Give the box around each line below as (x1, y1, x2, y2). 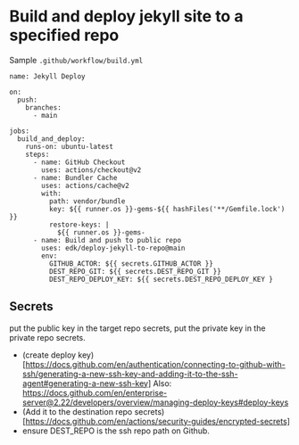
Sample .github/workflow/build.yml (9, 54, 144, 65)
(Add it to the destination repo (21, 406, 133, 416)
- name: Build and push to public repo (32, 235, 181, 244)
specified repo (9, 25, 120, 45)
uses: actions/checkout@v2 (41, 165, 142, 175)
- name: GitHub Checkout (32, 158, 126, 167)
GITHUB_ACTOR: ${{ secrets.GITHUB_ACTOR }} (48, 259, 214, 268)
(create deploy (21, 350, 77, 360)
